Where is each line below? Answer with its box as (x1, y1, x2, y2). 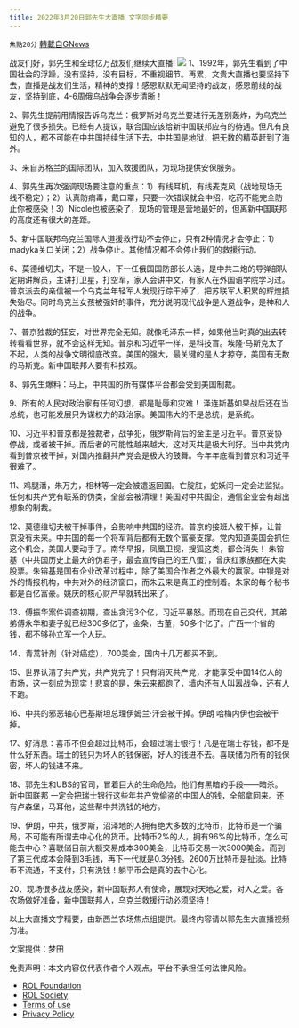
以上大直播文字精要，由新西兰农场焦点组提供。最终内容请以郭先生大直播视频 (9, 913, 290, 924)
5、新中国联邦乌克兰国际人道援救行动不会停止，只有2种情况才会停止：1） (9, 233, 279, 244)
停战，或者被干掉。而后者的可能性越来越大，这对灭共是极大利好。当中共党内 (9, 438, 290, 449)
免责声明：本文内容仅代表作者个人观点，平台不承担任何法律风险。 (9, 962, 251, 973)
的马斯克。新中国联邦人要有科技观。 (9, 359, 142, 370)
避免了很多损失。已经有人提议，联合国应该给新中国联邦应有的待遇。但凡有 (9, 121, 282, 132)
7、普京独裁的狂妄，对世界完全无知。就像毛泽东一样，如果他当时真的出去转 (9, 326, 287, 337)
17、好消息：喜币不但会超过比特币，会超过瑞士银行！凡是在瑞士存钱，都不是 (9, 737, 290, 748)
